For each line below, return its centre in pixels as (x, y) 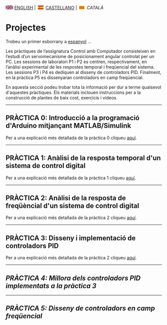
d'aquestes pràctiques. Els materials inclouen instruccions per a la (73, 92)
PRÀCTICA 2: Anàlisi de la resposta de (66, 198)
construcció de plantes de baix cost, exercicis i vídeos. (62, 97)
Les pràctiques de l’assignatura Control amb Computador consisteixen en (81, 51)
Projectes (26, 28)
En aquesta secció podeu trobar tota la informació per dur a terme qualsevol (83, 87)
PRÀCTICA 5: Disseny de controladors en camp (80, 308)
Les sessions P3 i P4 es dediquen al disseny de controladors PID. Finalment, (83, 72)
